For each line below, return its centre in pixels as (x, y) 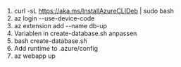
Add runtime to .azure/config (56, 48)
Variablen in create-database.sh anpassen (75, 33)
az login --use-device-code (54, 18)
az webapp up (35, 56)
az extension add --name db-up (61, 26)
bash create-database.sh (50, 41)
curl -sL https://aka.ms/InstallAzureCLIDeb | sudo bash (94, 11)
